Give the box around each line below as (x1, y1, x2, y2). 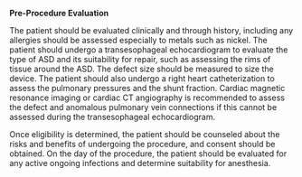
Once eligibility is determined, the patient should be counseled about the (9, 129, 280, 139)
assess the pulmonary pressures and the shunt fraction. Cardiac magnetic (9, 83, 286, 93)
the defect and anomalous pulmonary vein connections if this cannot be (9, 102, 278, 112)
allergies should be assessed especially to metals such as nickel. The (9, 35, 269, 45)
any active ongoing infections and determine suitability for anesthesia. (9, 158, 271, 168)
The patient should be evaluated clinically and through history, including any (9, 25, 294, 35)
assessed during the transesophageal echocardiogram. (9, 112, 215, 122)
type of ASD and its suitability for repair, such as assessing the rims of (9, 54, 271, 64)
